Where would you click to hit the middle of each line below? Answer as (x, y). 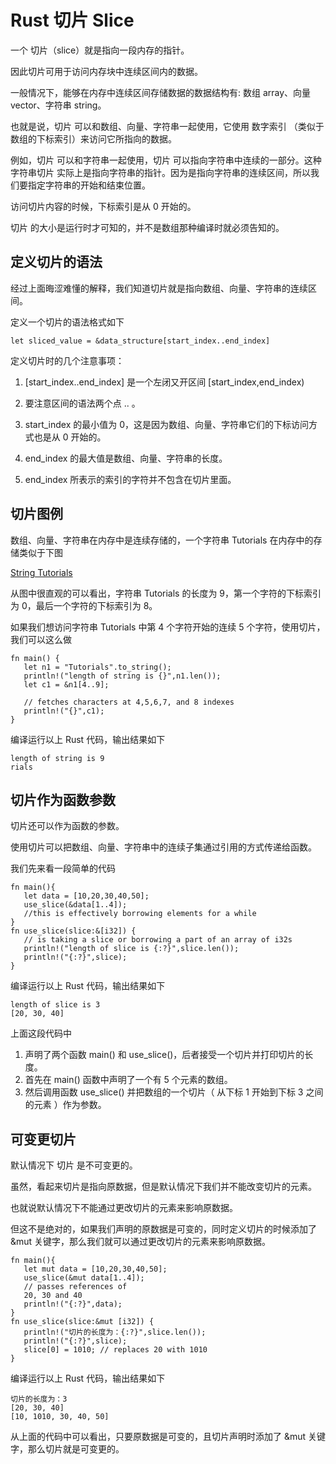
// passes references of (75, 1287)
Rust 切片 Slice (72, 20)
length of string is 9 (57, 758)
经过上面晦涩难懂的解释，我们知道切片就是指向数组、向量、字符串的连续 (159, 288)
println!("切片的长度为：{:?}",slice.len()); (115, 1332)
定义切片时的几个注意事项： (67, 360)
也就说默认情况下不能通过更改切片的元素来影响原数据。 (124, 1208)
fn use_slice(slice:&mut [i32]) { (82, 1322)
